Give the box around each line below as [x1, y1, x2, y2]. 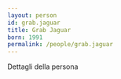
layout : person [7, 11, 57, 20]
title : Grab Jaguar [7, 26, 71, 34]
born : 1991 [7, 33, 43, 41]
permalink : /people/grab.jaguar [7, 41, 113, 48]
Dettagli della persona [7, 62, 79, 71]
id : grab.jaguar [7, 19, 60, 27]
